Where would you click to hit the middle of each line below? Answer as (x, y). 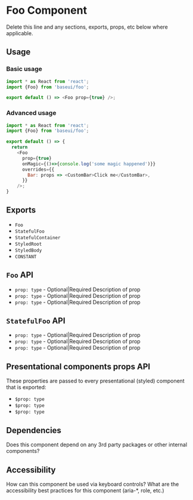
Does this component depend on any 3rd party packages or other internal (97, 445)
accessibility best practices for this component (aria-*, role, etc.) (85, 490)
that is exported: (26, 387)
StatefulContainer (38, 237)
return (20, 147)
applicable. (20, 33)
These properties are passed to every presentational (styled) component (95, 381)
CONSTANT (26, 257)
